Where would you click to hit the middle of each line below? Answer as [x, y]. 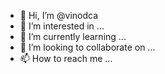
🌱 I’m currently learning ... [73, 36]
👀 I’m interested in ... [62, 26]
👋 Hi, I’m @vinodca [59, 15]
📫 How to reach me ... [66, 58]
